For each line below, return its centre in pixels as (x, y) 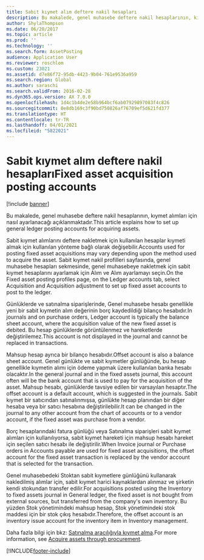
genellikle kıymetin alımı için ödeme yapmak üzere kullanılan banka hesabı (99, 367)
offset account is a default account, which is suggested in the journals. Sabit (102, 393)
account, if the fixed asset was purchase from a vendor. (76, 419)
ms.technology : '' (29, 46)
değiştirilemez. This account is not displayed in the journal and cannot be (97, 336)
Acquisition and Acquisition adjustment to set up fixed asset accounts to (97, 285)
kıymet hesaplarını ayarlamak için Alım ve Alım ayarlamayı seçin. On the (95, 272)
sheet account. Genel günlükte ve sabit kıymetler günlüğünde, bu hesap (96, 361)
